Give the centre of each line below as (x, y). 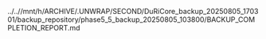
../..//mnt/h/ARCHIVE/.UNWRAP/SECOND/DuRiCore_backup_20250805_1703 (133, 11)
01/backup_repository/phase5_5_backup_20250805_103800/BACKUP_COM (131, 19)
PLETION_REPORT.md (44, 28)
